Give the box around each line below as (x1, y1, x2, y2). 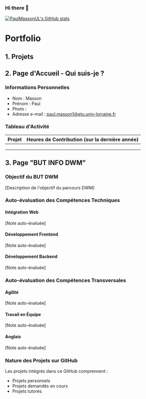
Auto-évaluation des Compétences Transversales (5, 277, 126, 284)
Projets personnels (12, 377, 50, 384)
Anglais (5, 334, 21, 339)
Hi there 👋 (5, 4, 29, 11)
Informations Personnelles (5, 84, 70, 91)
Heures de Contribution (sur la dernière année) (26, 136, 139, 143)
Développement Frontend (5, 231, 58, 237)
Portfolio (5, 33, 41, 44)
